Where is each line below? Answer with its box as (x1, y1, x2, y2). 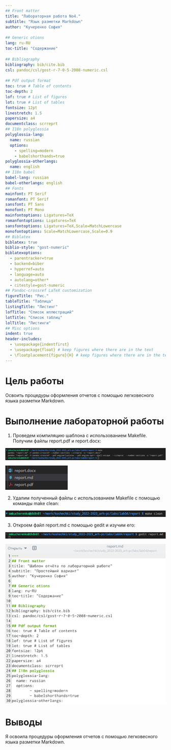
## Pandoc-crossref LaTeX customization (5, 288, 93, 293)
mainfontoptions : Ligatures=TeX (5, 213, 74, 218)
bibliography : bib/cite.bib (5, 62, 65, 67)
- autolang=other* (10, 277, 49, 283)
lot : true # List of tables (5, 99, 65, 105)
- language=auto (10, 272, 44, 277)
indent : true (5, 331, 33, 336)
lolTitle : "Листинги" (5, 320, 51, 326)
